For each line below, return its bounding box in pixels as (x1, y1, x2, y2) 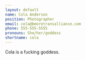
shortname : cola (5, 35, 39, 40)
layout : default (5, 7, 39, 12)
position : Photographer (5, 16, 55, 21)
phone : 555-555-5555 (5, 26, 48, 31)
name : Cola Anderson (5, 12, 48, 17)
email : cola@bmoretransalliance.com (5, 21, 81, 26)
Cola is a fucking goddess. (5, 48, 60, 55)
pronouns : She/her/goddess (5, 30, 61, 35)
